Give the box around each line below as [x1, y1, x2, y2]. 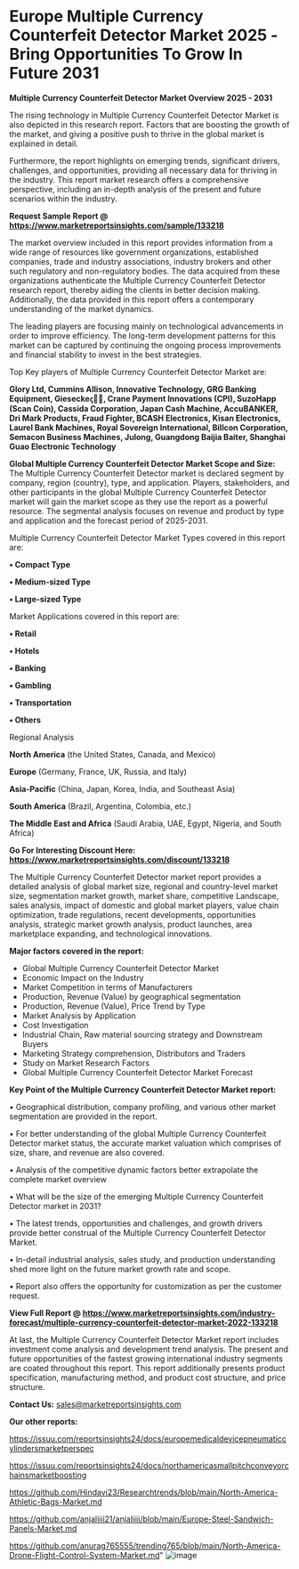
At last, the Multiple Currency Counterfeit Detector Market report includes [9, 1334, 279, 1344]
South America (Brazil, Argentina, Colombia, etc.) [9, 800, 192, 812]
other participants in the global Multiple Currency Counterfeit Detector [9, 486, 267, 497]
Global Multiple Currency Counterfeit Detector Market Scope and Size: [9, 458, 276, 469]
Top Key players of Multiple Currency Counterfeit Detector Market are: [9, 366, 267, 377]
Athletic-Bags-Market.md [9, 1496, 102, 1507]
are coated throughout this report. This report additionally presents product [9, 1362, 286, 1373]
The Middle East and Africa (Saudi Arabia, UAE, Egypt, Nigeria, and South [9, 818, 282, 829]
